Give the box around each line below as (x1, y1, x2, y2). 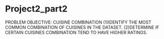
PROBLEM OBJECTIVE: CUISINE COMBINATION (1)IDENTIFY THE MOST (5, 19, 151, 25)
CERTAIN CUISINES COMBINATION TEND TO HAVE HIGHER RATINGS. (5, 29, 148, 35)
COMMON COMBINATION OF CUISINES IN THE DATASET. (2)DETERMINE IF (5, 24, 160, 30)
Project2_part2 (5, 3, 68, 14)
